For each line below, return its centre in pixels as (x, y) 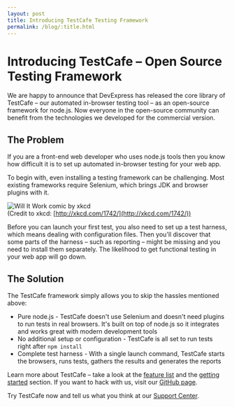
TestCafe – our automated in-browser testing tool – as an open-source (108, 103)
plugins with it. (28, 192)
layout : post (26, 14)
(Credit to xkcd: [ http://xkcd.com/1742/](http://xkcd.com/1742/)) (99, 213)
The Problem (36, 140)
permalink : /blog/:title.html (51, 27)
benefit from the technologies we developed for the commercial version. (111, 118)
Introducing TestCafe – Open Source (115, 61)
